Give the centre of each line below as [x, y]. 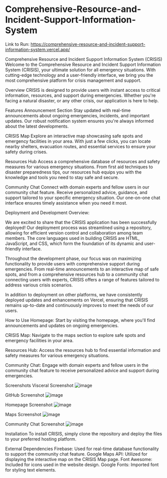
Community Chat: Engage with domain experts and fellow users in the [77, 365]
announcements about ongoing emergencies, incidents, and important [77, 115]
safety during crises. [26, 152]
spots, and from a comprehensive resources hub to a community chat [77, 274]
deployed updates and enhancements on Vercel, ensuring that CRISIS [77, 300]
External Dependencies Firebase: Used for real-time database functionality [82, 449]
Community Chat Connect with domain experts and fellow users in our [77, 187]
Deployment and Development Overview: [47, 213]
